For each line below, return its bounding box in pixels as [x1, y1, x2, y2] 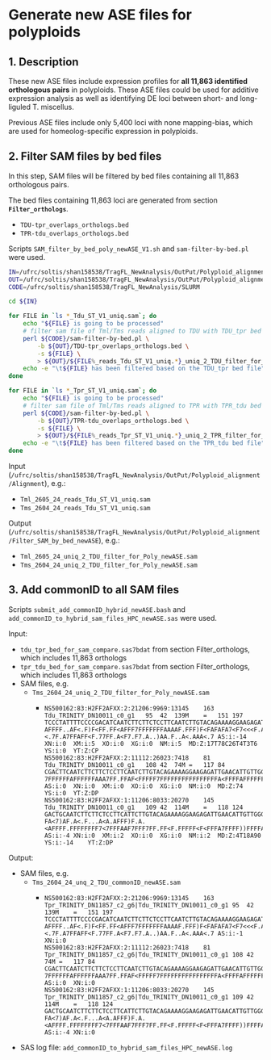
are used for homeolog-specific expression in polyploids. [8, 127, 198, 136]
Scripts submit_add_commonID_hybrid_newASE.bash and [8, 604, 186, 614]
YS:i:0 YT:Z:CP [44, 747, 99, 755]
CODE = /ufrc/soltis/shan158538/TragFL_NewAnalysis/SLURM [8, 283, 200, 291]
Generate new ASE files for [8, 6, 192, 24]
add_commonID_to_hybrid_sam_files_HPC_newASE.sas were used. [8, 613, 218, 622]
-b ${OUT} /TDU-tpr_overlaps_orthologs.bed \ [37, 341, 190, 350]
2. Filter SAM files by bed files [8, 149, 162, 163]
